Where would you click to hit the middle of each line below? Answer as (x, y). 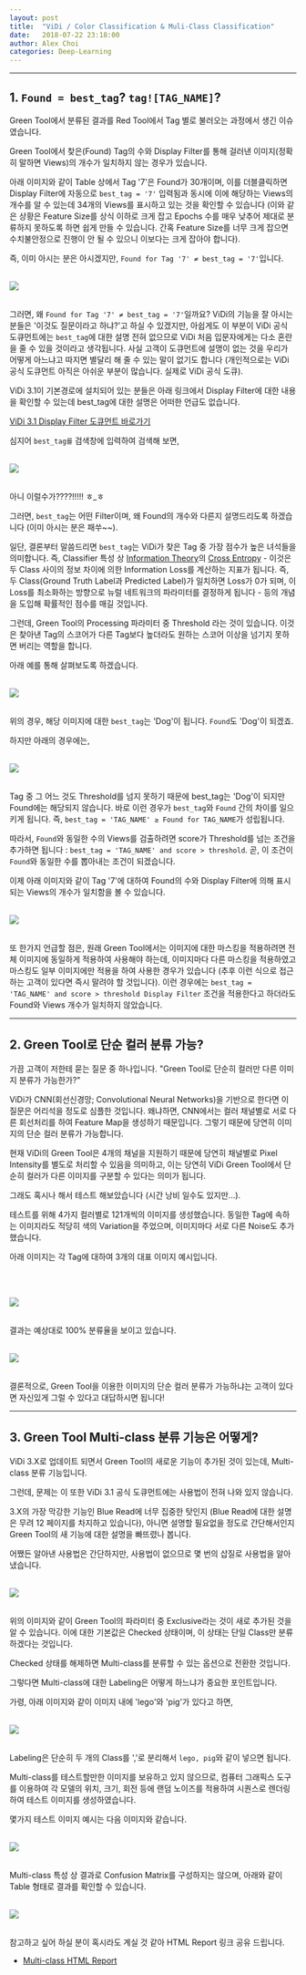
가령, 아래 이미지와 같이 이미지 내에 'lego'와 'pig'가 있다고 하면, (122, 1701)
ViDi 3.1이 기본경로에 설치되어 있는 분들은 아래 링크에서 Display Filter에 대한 (144, 390)
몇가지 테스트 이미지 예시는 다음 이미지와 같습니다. (98, 1819)
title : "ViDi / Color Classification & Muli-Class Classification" (142, 26)
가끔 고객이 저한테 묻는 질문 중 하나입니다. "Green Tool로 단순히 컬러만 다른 (143, 1069)
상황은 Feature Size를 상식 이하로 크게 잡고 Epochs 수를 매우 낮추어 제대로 (152, 216)
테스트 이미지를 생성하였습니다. (81, 1799)
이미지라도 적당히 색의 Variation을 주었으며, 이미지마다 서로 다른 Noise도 (148, 1225)
